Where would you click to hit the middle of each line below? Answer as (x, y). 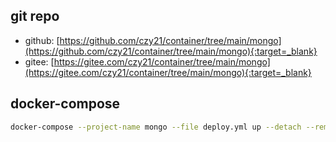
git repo (35, 16)
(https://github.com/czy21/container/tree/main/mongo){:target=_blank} (171, 51)
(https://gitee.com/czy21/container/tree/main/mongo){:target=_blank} (168, 72)
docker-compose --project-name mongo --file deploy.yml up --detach (156, 127)
